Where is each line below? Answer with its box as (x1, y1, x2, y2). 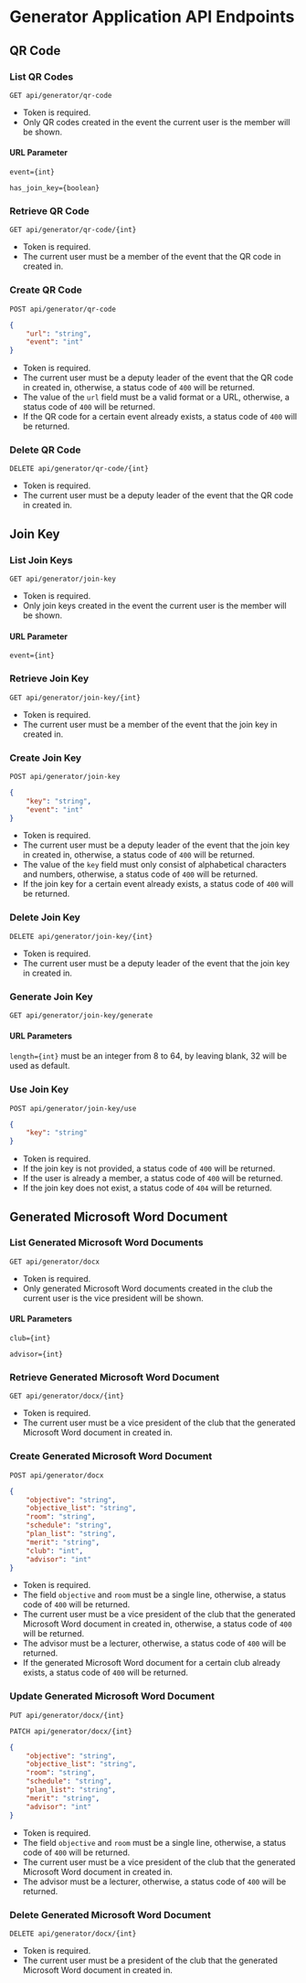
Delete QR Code (9, 443, 81, 456)
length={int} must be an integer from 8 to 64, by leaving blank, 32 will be (9, 1050, 288, 1061)
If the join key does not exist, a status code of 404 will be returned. (22, 1182, 272, 1194)
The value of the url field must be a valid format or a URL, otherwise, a (22, 391, 290, 403)
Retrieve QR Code (9, 205, 90, 217)
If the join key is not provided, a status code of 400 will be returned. (22, 1163, 276, 1174)
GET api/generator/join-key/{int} (9, 693, 142, 702)
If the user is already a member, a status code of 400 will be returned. (22, 1173, 283, 1184)
